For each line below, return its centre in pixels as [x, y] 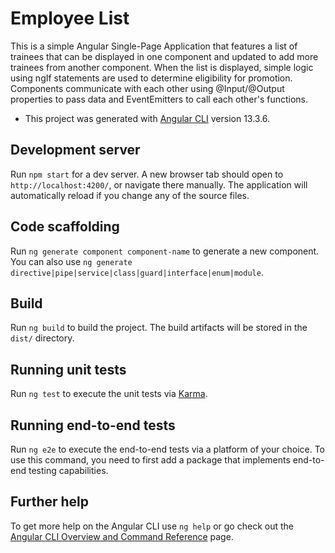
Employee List [70, 18]
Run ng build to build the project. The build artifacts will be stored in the [159, 328]
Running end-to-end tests [93, 425]
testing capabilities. [68, 470]
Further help [50, 502]
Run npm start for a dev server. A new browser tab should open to [147, 174]
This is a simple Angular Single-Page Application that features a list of [154, 46]
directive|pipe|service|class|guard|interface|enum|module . [137, 272]
